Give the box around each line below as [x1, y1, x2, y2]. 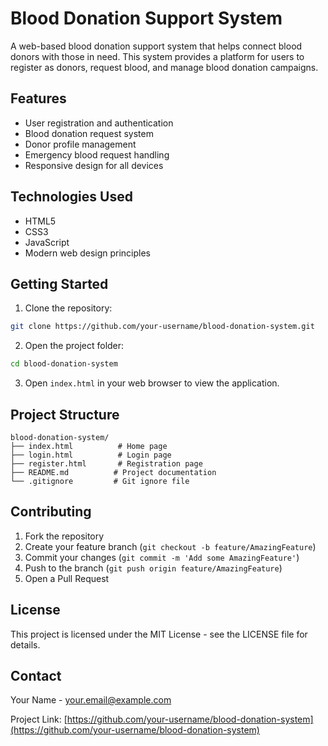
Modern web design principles [24, 247, 152, 259]
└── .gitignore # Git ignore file [10, 476, 190, 486]
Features [10, 90, 67, 107]
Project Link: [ [10, 713, 68, 726]
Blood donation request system [24, 127, 154, 139]
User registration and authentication [24, 117, 174, 129]
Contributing [10, 503, 92, 521]
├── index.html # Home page [10, 441, 168, 451]
